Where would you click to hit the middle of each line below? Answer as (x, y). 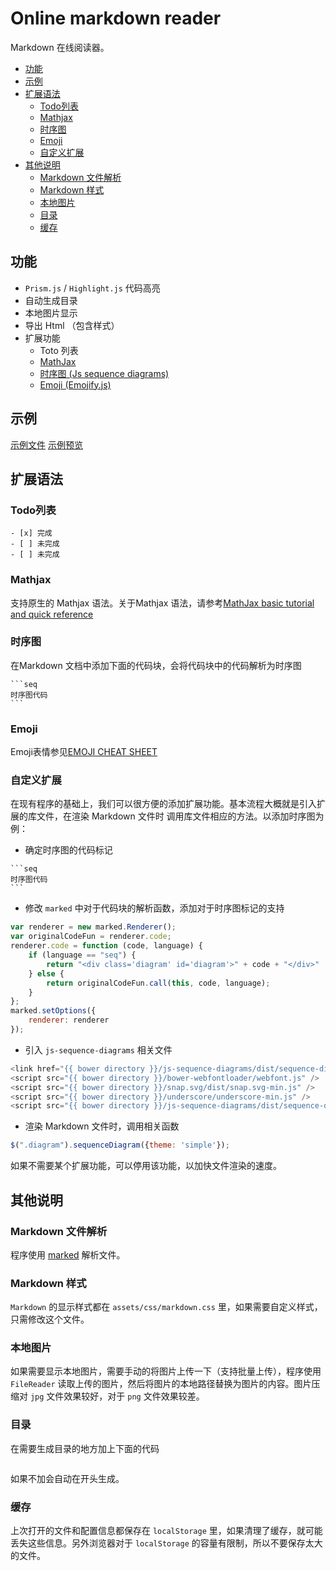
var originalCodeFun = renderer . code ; (91, 937)
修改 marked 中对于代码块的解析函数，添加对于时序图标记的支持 (154, 908)
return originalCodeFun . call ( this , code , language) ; (158, 983)
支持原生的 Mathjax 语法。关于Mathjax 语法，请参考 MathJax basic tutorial (162, 603)
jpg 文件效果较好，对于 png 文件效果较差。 (117, 1396)
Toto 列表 (59, 350)
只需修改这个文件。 (50, 1319)
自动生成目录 (51, 300)
